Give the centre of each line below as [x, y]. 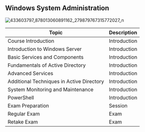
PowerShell [21, 98]
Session [118, 106]
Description [123, 32]
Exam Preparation [29, 106]
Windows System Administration [57, 8]
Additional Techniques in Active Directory [56, 81]
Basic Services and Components [46, 57]
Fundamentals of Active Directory [47, 65]
